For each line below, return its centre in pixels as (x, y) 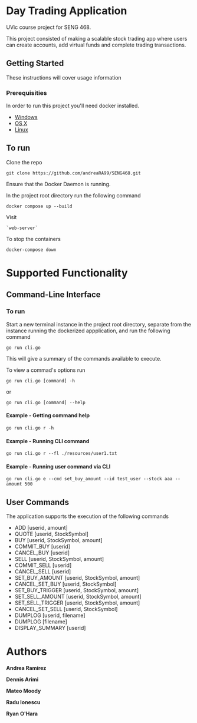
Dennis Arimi (22, 679)
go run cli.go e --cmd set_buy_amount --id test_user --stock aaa (89, 479)
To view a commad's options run (46, 370)
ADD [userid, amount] (41, 528)
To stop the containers (33, 239)
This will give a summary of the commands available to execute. (84, 358)
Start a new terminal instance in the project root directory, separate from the (99, 324)
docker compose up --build (39, 206)
